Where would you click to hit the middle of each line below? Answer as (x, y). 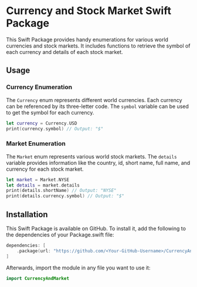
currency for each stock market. (45, 169)
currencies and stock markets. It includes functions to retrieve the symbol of (98, 46)
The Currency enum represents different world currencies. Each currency (94, 100)
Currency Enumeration (39, 87)
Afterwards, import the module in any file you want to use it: (78, 268)
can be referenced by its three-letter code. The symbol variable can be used (98, 106)
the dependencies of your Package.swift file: (60, 234)
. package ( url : (34, 251)
